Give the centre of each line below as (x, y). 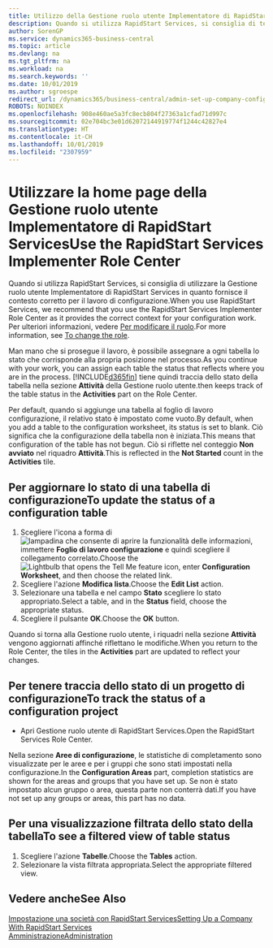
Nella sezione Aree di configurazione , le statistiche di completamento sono (135, 755)
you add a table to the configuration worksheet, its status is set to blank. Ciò (136, 427)
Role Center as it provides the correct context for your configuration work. (132, 318)
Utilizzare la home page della (108, 192)
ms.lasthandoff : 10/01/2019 (56, 144)
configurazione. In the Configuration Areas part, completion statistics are (131, 772)
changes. (24, 660)
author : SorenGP (36, 31)
